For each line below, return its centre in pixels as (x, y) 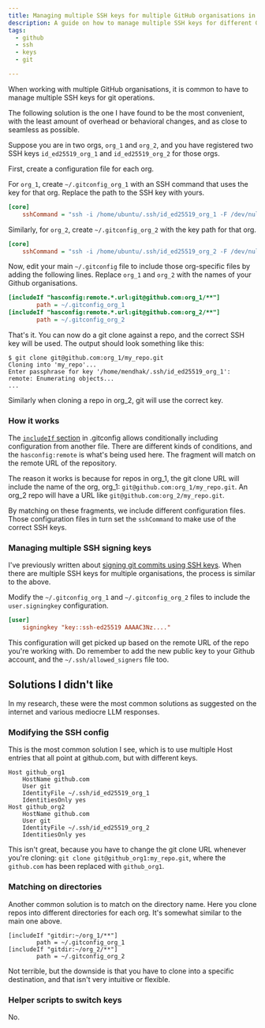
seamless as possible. (44, 129)
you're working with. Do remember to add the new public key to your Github (131, 651)
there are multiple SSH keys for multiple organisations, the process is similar (132, 574)
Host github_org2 (37, 807)
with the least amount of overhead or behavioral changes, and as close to (128, 121)
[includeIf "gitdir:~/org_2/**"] (63, 949)
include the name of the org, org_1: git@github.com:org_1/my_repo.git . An (128, 487)
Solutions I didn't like (61, 684)
